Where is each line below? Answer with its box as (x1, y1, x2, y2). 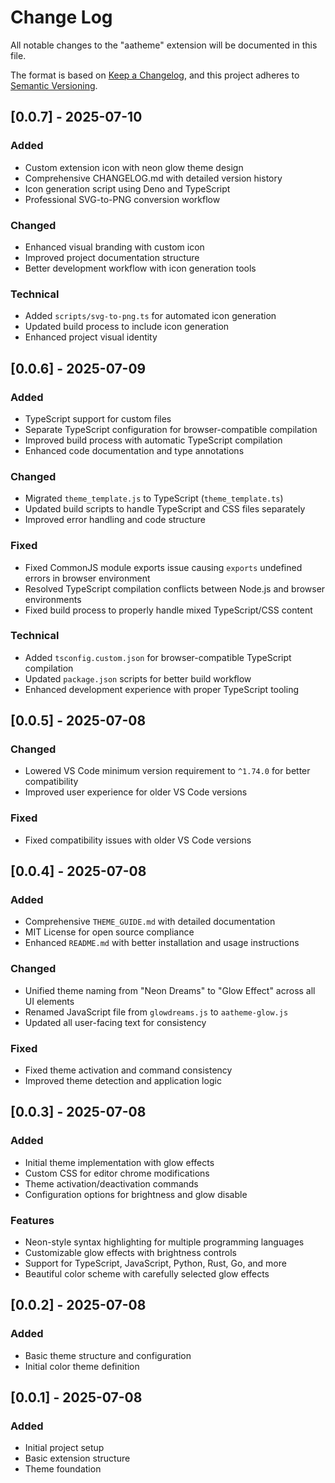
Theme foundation (24, 1463, 102, 1475)
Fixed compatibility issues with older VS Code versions (24, 834, 252, 846)
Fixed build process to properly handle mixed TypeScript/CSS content (24, 604, 313, 616)
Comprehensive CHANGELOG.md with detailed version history (24, 172, 283, 184)
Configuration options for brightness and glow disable (24, 1188, 248, 1200)
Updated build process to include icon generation (24, 321, 230, 333)
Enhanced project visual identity (24, 331, 158, 343)
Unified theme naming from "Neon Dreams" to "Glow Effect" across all (24, 984, 316, 996)
